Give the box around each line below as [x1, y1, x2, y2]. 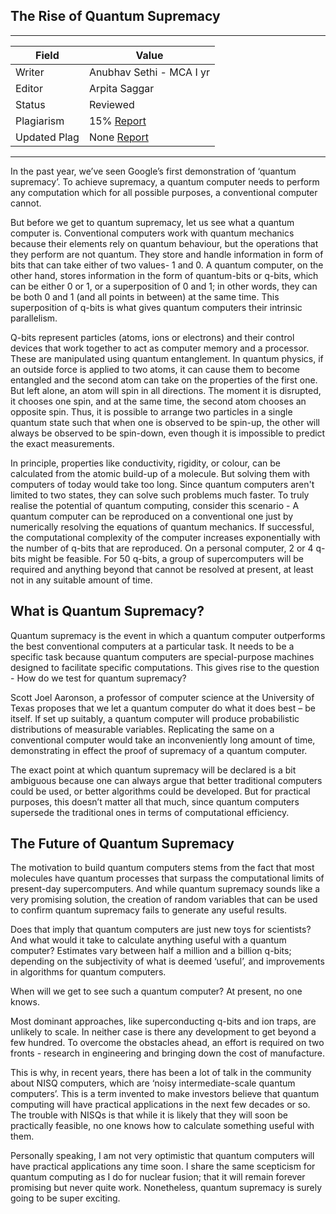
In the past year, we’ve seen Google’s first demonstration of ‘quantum [10, 165, 297, 177]
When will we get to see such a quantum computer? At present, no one [10, 985, 303, 998]
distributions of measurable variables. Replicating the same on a [10, 723, 275, 735]
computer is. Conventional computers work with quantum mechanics [10, 227, 295, 239]
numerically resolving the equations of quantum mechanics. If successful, [10, 520, 315, 533]
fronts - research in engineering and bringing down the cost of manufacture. [10, 1047, 326, 1059]
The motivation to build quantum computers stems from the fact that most [10, 862, 315, 874]
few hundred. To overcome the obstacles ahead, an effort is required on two [10, 1037, 325, 1049]
